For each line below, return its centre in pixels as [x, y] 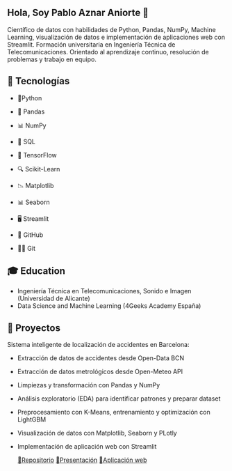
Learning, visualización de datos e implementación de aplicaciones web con [116, 37]
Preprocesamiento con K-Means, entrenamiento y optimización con [114, 412]
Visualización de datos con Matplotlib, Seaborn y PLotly [97, 433]
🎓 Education [36, 271]
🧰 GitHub [30, 235]
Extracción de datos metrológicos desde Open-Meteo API [100, 372]
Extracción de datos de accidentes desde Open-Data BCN [101, 358]
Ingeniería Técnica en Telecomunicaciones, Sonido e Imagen [104, 291]
